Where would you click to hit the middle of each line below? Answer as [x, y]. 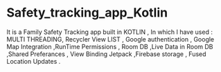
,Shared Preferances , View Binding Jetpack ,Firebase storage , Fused [106, 54]
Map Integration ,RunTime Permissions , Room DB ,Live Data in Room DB [110, 46]
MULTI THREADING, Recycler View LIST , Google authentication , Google [110, 39]
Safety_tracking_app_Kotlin [87, 13]
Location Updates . [34, 61]
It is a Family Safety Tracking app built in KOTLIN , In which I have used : [109, 32]
